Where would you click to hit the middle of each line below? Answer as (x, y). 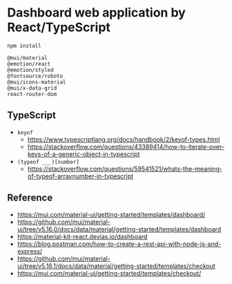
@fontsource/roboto (35, 76)
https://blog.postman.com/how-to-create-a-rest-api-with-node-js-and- (119, 244)
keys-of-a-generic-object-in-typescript (84, 154)
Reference (30, 198)
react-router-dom (32, 94)
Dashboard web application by (97, 13)
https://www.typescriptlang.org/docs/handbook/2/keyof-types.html (124, 139)
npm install (24, 46)
